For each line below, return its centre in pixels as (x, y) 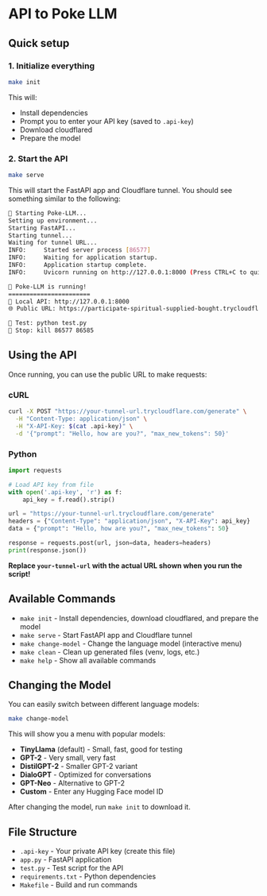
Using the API (43, 355)
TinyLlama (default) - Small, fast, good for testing (101, 749)
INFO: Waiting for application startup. (83, 258)
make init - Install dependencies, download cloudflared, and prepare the (139, 618)
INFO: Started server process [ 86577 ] (79, 250)
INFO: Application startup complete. (78, 265)
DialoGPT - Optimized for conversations (85, 774)
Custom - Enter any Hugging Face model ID (92, 792)
